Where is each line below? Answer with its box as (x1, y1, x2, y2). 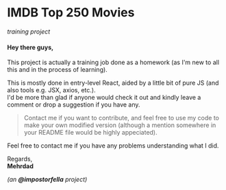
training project (7, 27, 51, 36)
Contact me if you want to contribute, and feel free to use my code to (23, 114, 220, 122)
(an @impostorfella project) (7, 176, 88, 184)
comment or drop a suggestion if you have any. (7, 100, 140, 109)
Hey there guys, (7, 43, 54, 51)
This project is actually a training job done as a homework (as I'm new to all (7, 58, 220, 66)
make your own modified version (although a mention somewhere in (23, 121, 216, 129)
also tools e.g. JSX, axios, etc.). (7, 86, 96, 94)
